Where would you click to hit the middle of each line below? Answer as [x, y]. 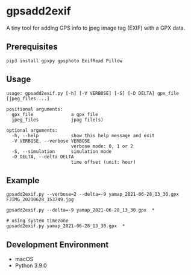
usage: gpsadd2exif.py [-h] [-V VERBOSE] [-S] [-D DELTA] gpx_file [93, 93]
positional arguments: [35, 109]
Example [23, 180]
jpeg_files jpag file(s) [58, 120]
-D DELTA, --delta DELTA [43, 157]
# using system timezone [37, 221]
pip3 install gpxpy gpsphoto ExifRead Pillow [64, 61]
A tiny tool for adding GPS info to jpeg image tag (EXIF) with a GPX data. [96, 28]
